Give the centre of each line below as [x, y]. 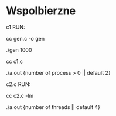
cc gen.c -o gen [25, 38]
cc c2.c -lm [20, 95]
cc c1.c [15, 61]
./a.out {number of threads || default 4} [53, 107]
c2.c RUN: [18, 84]
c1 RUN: [16, 27]
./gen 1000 [19, 50]
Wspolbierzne [41, 11]
